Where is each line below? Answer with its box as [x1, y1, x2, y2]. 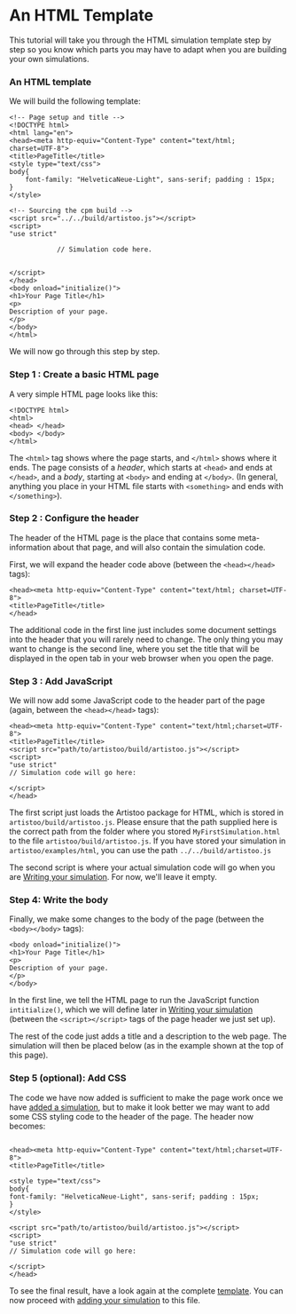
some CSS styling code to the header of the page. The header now [9, 1111, 254, 1121]
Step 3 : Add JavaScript [9, 675, 113, 687]
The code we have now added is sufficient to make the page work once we [9, 1092, 284, 1103]
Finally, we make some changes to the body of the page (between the [9, 914, 264, 924]
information [9, 542, 51, 552]
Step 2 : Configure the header [9, 512, 139, 525]
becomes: [9, 1120, 46, 1131]
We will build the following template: [9, 96, 141, 107]
